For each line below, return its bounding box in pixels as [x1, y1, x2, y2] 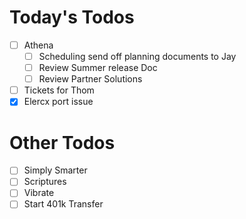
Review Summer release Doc [38, 62, 158, 74]
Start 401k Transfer [23, 198, 104, 210]
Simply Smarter [23, 164, 88, 176]
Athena [23, 39, 54, 51]
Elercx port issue [23, 96, 94, 108]
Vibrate [23, 187, 55, 199]
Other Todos [9, 131, 116, 154]
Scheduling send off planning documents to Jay [38, 51, 237, 62]
